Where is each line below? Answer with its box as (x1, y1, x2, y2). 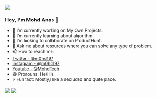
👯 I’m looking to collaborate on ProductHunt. (12, 38, 102, 44)
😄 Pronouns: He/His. (12, 71, 55, 77)
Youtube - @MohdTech (12, 66, 60, 72)
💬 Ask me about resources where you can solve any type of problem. (12, 43, 152, 49)
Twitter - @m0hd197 (12, 56, 54, 61)
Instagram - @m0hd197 (12, 61, 60, 67)
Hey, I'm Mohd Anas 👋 (5, 16, 59, 23)
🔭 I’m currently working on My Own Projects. (12, 27, 103, 34)
